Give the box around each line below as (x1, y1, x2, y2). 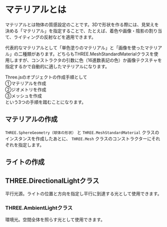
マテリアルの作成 (5, 115, 58, 123)
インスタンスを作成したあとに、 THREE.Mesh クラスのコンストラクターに (5, 135, 152, 141)
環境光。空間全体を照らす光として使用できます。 (5, 216, 105, 222)
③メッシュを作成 (5, 92, 42, 98)
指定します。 (18, 141, 44, 147)
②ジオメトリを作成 (5, 86, 46, 92)
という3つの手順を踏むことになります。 (5, 99, 86, 105)
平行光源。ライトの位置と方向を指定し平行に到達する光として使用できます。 (5, 190, 162, 196)
